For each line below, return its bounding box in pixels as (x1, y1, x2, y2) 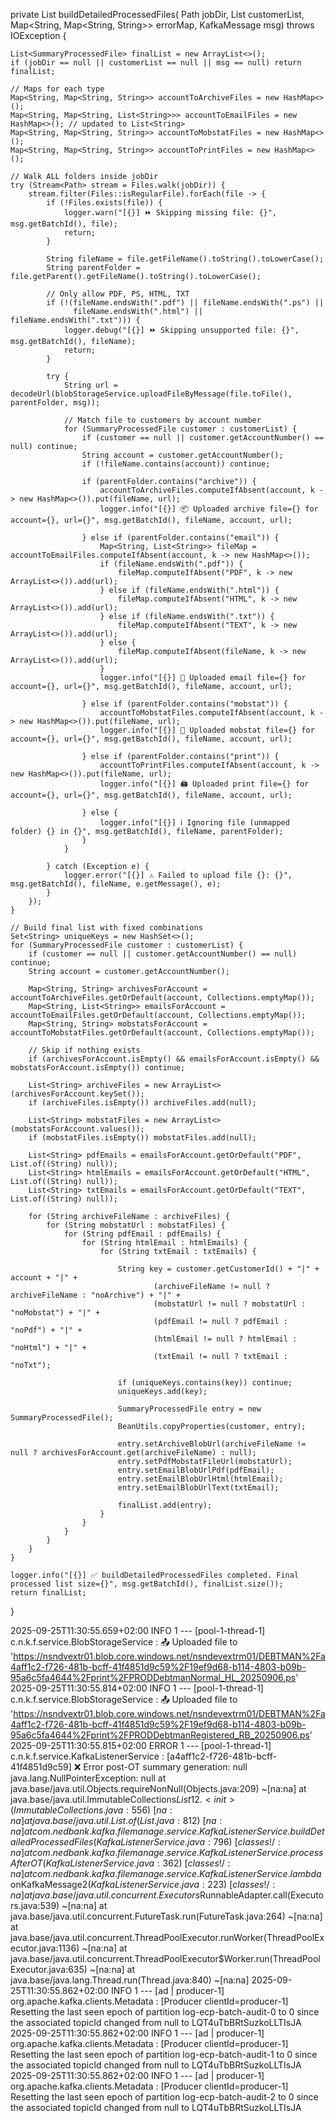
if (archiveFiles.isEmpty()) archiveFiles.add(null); (28, 1098, 257, 1108)
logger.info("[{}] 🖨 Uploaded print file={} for (99, 779, 310, 789)
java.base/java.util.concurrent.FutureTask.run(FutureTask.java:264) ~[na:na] (10, 1910, 323, 1922)
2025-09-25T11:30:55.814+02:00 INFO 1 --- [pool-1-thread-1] (10, 1682, 264, 1694)
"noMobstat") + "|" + (10, 1308, 101, 1318)
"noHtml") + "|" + (10, 1343, 87, 1353)
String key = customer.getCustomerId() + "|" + (117, 1264, 320, 1274)
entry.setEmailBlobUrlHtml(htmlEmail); (117, 1474, 284, 1484)
